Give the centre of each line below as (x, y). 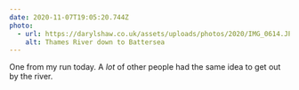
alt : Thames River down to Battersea (95, 42)
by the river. (31, 77)
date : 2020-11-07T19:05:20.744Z (69, 17)
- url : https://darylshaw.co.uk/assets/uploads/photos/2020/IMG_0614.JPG (157, 34)
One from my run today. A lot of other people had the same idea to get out (145, 67)
